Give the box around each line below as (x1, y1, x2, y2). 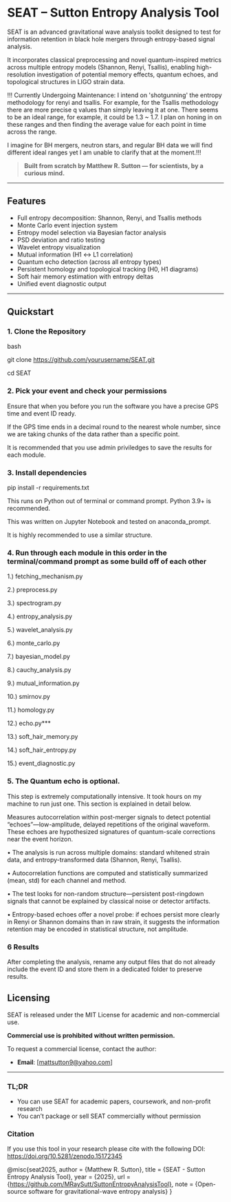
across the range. (7, 128, 57, 136)
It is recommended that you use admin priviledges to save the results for (7, 443, 212, 451)
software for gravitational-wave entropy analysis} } (28, 1188, 173, 1196)
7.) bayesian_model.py (7, 653, 71, 661)
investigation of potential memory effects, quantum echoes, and (36, 70, 219, 79)
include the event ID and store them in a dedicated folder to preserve (7, 965, 203, 973)
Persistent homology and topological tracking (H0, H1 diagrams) (16, 265, 199, 273)
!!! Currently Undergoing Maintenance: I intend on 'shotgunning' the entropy (7, 91, 222, 99)
